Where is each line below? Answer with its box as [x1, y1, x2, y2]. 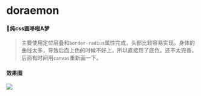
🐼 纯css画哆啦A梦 [6, 25, 50, 32]
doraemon [6, 4, 60, 18]
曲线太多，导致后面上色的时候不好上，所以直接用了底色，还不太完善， [21, 46, 197, 54]
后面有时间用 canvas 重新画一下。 [21, 54, 102, 62]
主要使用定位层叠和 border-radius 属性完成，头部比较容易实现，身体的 [21, 39, 196, 46]
